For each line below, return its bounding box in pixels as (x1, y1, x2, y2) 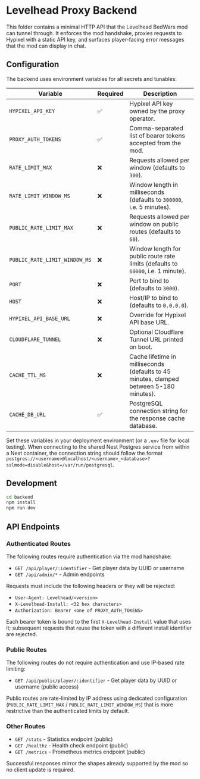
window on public (129, 220, 179, 228)
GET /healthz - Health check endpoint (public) (14, 742, 129, 749)
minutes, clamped (129, 374, 180, 383)
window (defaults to (129, 163, 185, 171)
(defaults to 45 (129, 367, 171, 376)
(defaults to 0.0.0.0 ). (129, 301, 189, 309)
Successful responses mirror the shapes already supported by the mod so (6, 760, 189, 767)
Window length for (129, 245, 182, 253)
